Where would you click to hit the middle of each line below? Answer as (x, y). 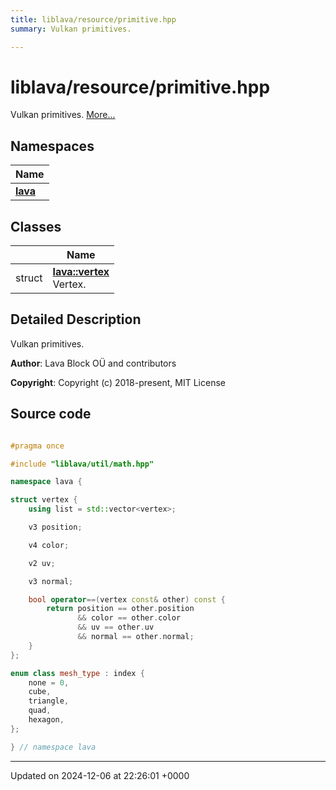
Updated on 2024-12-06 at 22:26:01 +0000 (100, 775)
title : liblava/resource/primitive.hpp (93, 19)
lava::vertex (81, 272)
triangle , (49, 701)
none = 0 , (49, 682)
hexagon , (46, 720)
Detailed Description (76, 319)
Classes (36, 226)
